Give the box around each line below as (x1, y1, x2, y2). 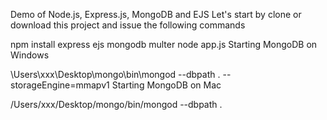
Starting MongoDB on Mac (111, 79, 222, 91)
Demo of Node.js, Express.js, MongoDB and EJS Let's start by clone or (10, 9, 302, 20)
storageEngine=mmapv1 (10, 79, 110, 91)
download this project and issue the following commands (10, 19, 246, 31)
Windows (10, 49, 50, 61)
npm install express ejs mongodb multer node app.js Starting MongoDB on (10, 39, 318, 50)
